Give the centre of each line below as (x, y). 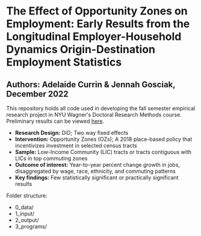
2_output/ (27, 220)
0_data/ (24, 207)
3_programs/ (31, 226)
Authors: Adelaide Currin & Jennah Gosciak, (91, 85)
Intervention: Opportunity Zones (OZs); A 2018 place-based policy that (104, 139)
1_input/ (25, 214)
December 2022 (37, 94)
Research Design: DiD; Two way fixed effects (72, 133)
